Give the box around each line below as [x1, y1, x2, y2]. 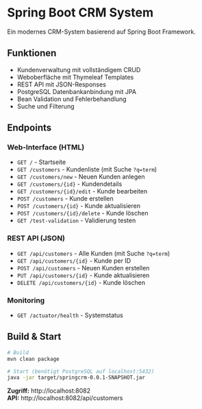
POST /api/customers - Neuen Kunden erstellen [16, 264, 150, 272]
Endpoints [7, 122, 52, 134]
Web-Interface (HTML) [7, 143, 85, 152]
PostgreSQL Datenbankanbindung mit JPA [16, 87, 137, 95]
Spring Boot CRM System [7, 5, 154, 21]
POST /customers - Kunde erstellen [16, 194, 114, 203]
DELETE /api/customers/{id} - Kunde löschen [16, 278, 146, 286]
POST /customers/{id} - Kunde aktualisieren [16, 202, 140, 210]
